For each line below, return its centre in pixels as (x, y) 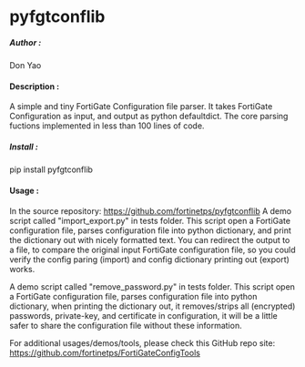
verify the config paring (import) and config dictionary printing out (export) (149, 259)
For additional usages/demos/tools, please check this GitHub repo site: (142, 342)
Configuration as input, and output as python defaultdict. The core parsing (149, 117)
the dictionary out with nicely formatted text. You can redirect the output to (150, 240)
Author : (25, 42)
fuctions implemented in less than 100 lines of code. (107, 126)
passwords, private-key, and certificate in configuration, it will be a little (143, 315)
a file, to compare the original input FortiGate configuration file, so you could (152, 250)
